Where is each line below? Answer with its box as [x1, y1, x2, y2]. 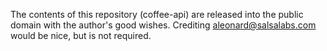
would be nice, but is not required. [10, 30, 152, 41]
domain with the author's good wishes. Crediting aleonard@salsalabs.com [10, 19, 317, 31]
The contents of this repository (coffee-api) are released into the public [10, 9, 304, 20]
